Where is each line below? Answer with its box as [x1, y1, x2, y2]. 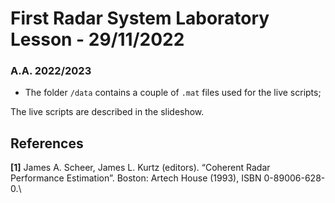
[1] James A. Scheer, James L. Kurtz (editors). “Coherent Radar [10, 162, 271, 174]
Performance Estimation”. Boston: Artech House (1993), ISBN [10, 172, 262, 184]
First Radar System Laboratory [10, 7, 270, 30]
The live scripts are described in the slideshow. [10, 106, 205, 118]
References [10, 135, 84, 152]
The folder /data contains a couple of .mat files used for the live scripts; [24, 87, 322, 99]
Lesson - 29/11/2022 [10, 28, 185, 51]
